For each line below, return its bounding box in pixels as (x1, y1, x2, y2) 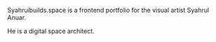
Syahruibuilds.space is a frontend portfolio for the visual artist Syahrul (7, 6, 209, 14)
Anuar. (7, 13, 27, 22)
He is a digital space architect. (7, 27, 95, 35)
